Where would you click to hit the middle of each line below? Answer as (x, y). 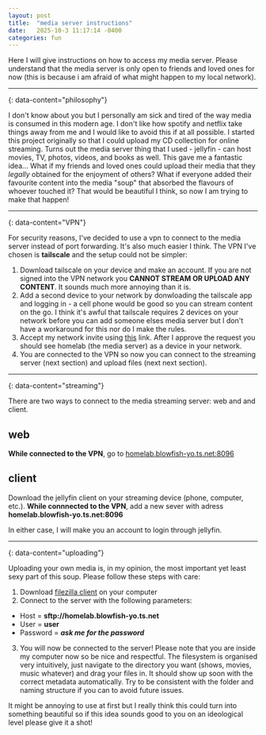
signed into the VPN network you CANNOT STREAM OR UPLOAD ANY (135, 279)
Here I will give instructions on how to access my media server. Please (123, 60)
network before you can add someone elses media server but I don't (131, 321)
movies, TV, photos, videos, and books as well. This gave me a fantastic (125, 158)
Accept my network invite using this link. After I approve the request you (137, 337)
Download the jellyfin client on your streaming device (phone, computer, (126, 498)
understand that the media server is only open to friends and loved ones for (131, 69)
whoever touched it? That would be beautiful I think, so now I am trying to (128, 191)
